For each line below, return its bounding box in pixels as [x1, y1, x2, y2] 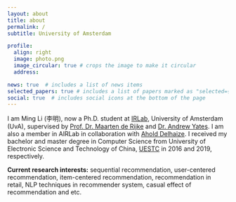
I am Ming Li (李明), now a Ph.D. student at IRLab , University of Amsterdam [7, 114, 223, 123]
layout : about [7, 10, 49, 18]
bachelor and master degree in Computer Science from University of [7, 137, 206, 146]
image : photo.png [13, 55, 65, 63]
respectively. [7, 152, 44, 161]
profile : [7, 43, 33, 50]
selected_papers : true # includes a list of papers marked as [7, 88, 193, 95]
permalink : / [7, 23, 46, 30]
